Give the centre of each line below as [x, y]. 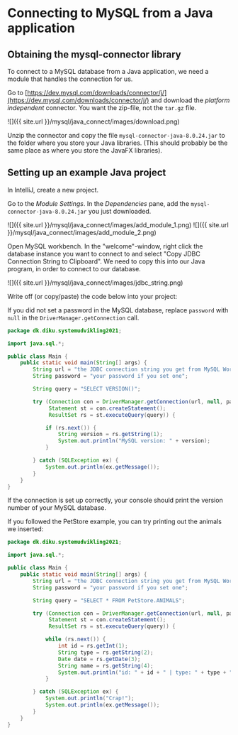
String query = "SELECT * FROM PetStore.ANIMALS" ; [109, 600]
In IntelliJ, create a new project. [53, 190]
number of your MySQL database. [57, 508]
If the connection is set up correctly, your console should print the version [115, 500]
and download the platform [190, 100]
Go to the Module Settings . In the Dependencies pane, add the [98, 203]
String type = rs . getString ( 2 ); [106, 652]
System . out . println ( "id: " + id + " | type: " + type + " [145, 673]
